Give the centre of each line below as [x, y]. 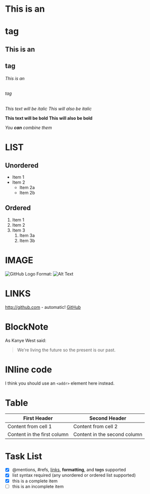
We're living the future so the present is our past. [66, 350]
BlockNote [27, 327]
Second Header [108, 418]
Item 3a [27, 235]
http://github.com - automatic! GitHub [43, 307]
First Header [38, 418]
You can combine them [29, 128]
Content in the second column [108, 434]
